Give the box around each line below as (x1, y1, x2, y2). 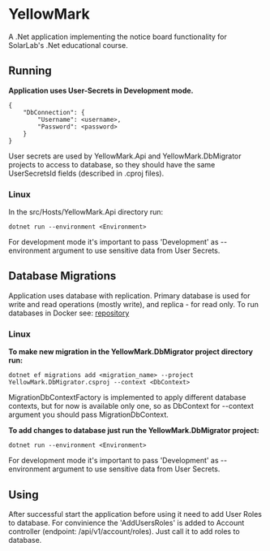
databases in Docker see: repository (8, 308, 130, 318)
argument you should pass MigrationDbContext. (8, 410, 169, 419)
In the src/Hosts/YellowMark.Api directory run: (8, 207, 164, 217)
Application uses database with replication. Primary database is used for (8, 290, 251, 301)
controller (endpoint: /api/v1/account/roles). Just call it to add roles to (8, 526, 241, 536)
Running (8, 64, 53, 78)
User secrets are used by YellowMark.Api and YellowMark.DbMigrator (8, 151, 242, 161)
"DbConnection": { (23, 108, 85, 116)
